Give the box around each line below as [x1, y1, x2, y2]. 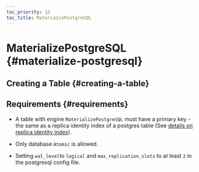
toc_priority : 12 [6, 9, 51, 15]
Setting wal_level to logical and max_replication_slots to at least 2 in [15, 152, 192, 159]
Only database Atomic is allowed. [15, 140, 99, 148]
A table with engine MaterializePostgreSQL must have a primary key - [15, 115, 191, 122]
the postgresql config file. [15, 159, 81, 166]
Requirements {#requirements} [6, 99, 129, 110]
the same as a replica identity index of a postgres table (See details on [15, 122, 193, 129]
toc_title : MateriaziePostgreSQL [6, 15, 92, 21]
